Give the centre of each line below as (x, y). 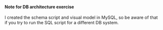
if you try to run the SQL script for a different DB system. (62, 23)
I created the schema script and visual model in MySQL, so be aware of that (81, 17)
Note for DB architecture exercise (39, 7)
